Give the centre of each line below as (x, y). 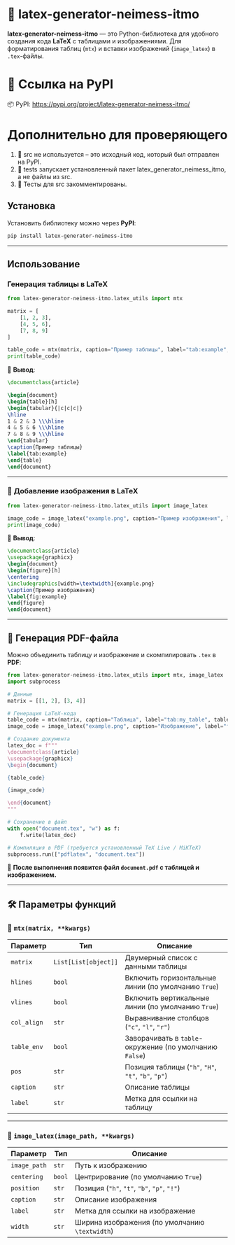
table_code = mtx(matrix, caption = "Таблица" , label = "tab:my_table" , (109, 720)
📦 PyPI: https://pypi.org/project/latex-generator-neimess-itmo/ (99, 104)
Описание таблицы (157, 1088)
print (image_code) (34, 525)
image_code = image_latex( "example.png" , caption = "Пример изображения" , (115, 518)
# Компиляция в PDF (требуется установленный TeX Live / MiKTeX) (104, 847)
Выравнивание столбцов (167, 1018)
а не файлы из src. (44, 176)
